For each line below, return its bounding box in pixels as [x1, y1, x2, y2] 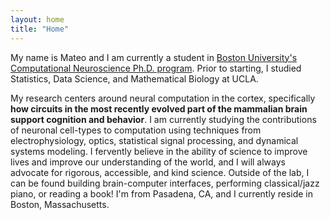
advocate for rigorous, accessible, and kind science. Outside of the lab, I [10, 166, 310, 178]
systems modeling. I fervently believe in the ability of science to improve [10, 145, 308, 157]
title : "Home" [10, 24, 70, 34]
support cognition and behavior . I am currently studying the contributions [10, 113, 317, 125]
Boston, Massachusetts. [10, 198, 110, 210]
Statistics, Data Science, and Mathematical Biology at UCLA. [10, 72, 259, 85]
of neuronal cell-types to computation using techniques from [10, 124, 262, 136]
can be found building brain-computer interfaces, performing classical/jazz [10, 177, 320, 189]
